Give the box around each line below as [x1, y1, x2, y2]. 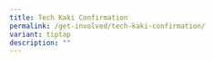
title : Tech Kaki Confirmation [9, 13, 128, 22]
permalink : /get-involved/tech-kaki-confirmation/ [9, 22, 206, 30]
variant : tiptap [9, 30, 71, 39]
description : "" [9, 38, 71, 48]
